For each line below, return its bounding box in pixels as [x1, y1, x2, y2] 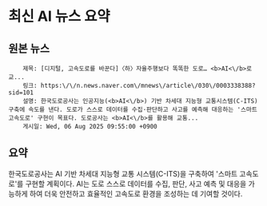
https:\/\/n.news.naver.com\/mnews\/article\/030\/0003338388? [40, 81, 256, 89]
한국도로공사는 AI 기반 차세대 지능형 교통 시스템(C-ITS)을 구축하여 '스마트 [8, 168, 238, 178]
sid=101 [8, 89, 34, 97]
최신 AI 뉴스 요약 [8, 7, 110, 26]
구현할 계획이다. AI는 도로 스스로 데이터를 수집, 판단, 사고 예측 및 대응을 [25, 179, 247, 188]
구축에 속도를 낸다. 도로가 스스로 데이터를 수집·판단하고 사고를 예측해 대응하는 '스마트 [8, 105, 257, 113]
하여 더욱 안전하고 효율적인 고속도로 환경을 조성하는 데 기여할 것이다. [29, 188, 243, 198]
